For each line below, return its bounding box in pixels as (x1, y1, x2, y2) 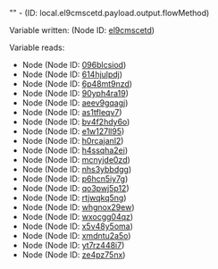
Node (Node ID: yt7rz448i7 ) (21, 240, 125, 250)
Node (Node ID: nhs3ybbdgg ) (21, 164, 132, 174)
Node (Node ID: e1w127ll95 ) (21, 126, 125, 137)
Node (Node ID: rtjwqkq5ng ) (21, 192, 127, 203)
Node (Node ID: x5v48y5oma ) (21, 221, 134, 231)
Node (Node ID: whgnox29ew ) (21, 202, 135, 213)
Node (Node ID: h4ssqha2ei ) (21, 145, 128, 156)
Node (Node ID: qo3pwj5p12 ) (21, 183, 130, 193)
